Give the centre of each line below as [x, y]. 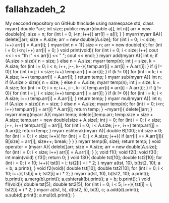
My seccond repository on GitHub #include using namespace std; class [79, 23]
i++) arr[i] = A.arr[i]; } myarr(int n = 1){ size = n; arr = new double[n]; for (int [84, 44]
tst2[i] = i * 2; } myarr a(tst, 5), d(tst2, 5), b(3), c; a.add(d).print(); [72, 189]
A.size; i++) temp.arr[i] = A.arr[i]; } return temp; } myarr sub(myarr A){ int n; [84, 77]
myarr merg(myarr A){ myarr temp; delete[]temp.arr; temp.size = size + [79, 114]
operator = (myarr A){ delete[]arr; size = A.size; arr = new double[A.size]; [81, 146]
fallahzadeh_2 [35, 9]
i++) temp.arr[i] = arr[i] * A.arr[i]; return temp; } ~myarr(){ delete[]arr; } [79, 109]
